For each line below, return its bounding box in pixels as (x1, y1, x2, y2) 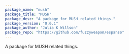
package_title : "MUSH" (5, 12, 52, 17)
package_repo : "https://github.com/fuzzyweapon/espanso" (5, 30, 125, 35)
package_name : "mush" (5, 7, 50, 12)
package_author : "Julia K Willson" (5, 26, 78, 30)
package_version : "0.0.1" (5, 21, 58, 26)
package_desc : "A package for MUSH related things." (5, 16, 116, 21)
